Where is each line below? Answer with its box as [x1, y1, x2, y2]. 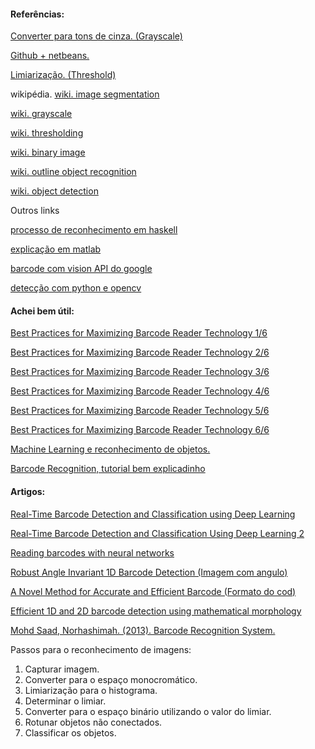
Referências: [10, 8, 65, 20]
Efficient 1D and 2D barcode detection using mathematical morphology [10, 605, 302, 617]
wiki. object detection [10, 185, 99, 197]
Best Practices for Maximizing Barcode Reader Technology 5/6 [10, 405, 270, 417]
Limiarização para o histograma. [24, 684, 158, 696]
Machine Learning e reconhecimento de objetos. [10, 443, 211, 455]
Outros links [10, 205, 60, 217]
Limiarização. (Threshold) [10, 69, 117, 81]
